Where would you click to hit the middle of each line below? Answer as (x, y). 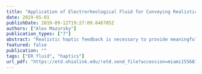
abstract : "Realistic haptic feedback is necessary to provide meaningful (102, 39)
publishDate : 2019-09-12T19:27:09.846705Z (60, 23)
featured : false (26, 45)
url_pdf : (17, 61)
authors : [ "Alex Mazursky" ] (41, 28)
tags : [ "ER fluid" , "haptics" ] (45, 56)
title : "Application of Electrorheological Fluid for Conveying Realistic (102, 12)
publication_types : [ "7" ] (38, 34)
